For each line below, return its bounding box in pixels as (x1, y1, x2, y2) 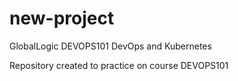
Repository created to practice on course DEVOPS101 (9, 59, 229, 71)
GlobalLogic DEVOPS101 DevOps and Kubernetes (9, 40, 212, 52)
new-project (9, 7, 115, 30)
